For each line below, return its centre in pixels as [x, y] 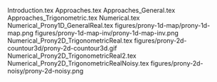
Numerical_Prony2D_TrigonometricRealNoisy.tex [78, 63]
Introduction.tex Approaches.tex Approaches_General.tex [91, 10]
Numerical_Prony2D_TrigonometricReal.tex [70, 41]
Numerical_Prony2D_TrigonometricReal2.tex [72, 56]
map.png [21, 33]
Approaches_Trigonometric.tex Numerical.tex [74, 18]
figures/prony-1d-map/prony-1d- [163, 25]
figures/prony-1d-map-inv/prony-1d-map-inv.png [107, 33]
